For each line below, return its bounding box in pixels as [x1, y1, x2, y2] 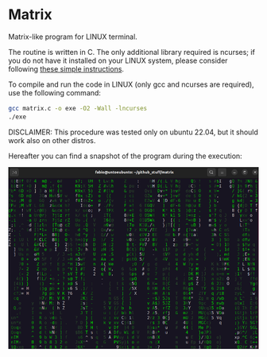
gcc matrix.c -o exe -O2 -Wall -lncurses [8, 104, 148, 112]
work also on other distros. [8, 135, 96, 145]
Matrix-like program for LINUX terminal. [8, 32, 137, 41]
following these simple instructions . [8, 64, 125, 73]
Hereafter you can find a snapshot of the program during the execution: [8, 151, 242, 161]
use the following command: [8, 87, 102, 97]
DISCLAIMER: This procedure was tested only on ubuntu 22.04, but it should [8, 127, 258, 137]
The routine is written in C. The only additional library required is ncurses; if [8, 47, 256, 56]
